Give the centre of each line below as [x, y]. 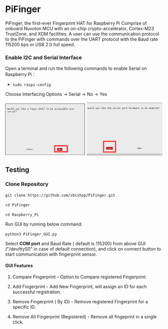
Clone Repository [27, 184]
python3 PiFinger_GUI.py [31, 234]
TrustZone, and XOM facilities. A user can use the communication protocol [82, 34]
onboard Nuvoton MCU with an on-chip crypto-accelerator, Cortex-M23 [80, 28]
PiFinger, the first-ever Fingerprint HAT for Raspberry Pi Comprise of [76, 23]
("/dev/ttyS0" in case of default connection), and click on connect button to [83, 249]
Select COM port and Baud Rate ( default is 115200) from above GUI [75, 243]
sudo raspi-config [32, 85]
